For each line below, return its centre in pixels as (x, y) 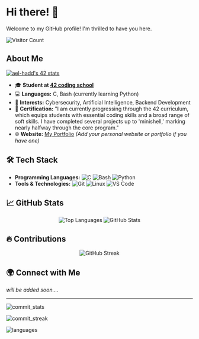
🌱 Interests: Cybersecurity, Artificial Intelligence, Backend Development (102, 102)
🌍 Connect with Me (43, 273)
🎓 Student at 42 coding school (54, 85)
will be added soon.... (33, 290)
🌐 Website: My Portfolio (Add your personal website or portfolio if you (101, 134)
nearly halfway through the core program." (67, 128)
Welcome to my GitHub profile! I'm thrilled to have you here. (79, 28)
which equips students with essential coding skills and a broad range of (102, 115)
